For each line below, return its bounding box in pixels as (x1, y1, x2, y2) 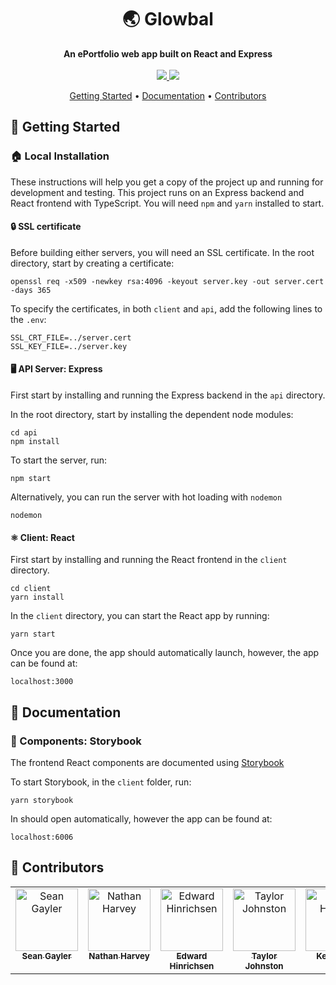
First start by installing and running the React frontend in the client (10, 554, 288, 566)
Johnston (244, 960, 284, 971)
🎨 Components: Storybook (10, 734, 142, 748)
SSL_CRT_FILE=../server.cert (10, 332, 132, 343)
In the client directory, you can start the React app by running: (10, 610, 270, 622)
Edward (176, 950, 208, 961)
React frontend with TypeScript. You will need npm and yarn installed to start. (10, 197, 325, 209)
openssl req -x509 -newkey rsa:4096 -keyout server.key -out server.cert (10, 276, 325, 286)
